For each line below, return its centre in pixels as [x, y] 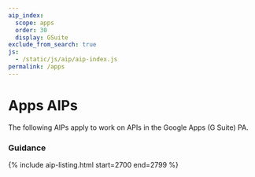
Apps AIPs [43, 105]
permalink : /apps [37, 67]
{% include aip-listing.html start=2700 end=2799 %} [94, 164]
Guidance [27, 148]
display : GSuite [42, 37]
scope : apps [35, 23]
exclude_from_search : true [52, 45]
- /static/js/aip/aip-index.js [67, 60]
